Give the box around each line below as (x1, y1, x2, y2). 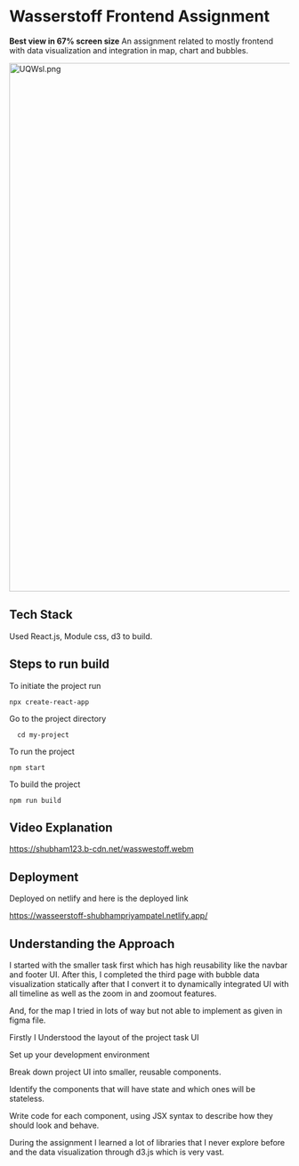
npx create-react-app (9, 697, 90, 707)
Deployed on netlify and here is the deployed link (9, 893, 189, 904)
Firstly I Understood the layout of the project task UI (9, 1032, 199, 1042)
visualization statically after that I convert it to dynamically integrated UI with (9, 979, 289, 989)
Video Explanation (9, 820, 113, 835)
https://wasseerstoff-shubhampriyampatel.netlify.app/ (9, 911, 208, 921)
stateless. (9, 1093, 44, 1104)
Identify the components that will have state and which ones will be (9, 1084, 256, 1094)
